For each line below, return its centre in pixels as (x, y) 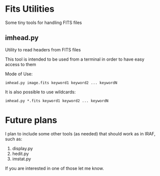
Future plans (31, 120)
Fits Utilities (30, 9)
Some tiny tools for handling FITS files (43, 22)
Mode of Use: (19, 74)
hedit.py (20, 154)
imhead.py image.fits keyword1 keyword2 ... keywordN (61, 83)
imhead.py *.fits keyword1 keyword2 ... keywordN (57, 101)
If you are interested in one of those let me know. (54, 168)
